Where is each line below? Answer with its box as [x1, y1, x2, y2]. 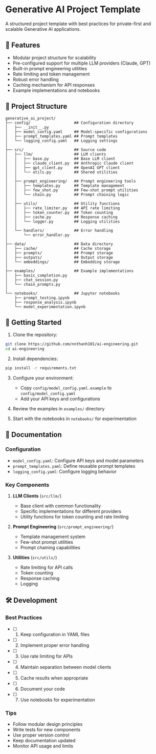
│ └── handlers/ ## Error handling [5, 228, 114, 233]
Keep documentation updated [12, 737, 76, 743]
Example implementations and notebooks [12, 87, 100, 93]
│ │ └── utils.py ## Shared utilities [5, 169, 118, 175]
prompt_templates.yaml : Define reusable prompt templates [12, 463, 136, 469]
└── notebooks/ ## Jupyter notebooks [5, 291, 120, 296]
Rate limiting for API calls [20, 564, 73, 570]
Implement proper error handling [20, 642, 90, 648]
